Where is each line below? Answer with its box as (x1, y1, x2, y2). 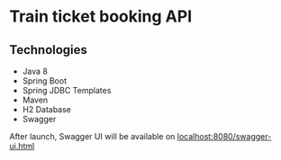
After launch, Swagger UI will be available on (9, 131, 176, 141)
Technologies (9, 42, 88, 58)
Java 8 (22, 66, 48, 76)
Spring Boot (22, 76, 68, 86)
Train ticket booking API (9, 6, 193, 27)
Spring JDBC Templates (22, 85, 112, 95)
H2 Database (22, 104, 72, 114)
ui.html (9, 141, 35, 151)
